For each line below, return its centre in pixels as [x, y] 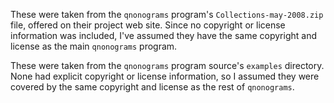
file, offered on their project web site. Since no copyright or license [148, 25]
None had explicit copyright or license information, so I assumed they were [165, 76]
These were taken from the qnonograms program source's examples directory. [167, 65]
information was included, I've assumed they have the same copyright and [163, 35]
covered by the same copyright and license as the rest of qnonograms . [152, 87]
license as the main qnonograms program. [94, 46]
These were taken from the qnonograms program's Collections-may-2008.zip [167, 14]
